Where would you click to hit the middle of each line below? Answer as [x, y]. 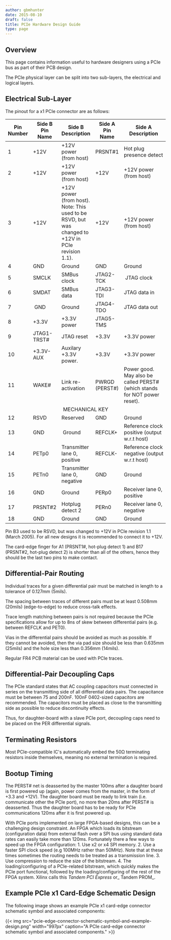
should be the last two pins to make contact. [52, 557]
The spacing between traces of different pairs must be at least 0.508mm [81, 601]
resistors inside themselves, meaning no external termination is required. [81, 757]
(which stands [141, 388]
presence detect [144, 155]
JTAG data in [139, 292]
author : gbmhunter [25, 10]
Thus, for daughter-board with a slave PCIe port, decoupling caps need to [83, 718]
